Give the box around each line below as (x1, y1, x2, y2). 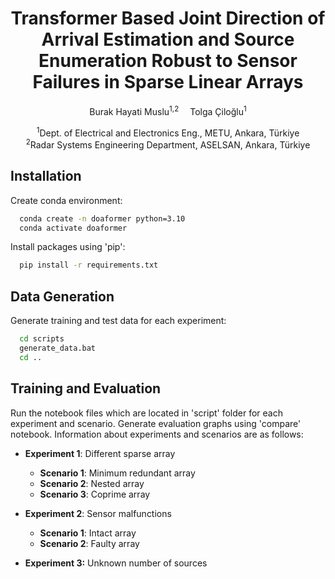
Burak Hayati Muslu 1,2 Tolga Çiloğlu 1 (89, 103, 247, 117)
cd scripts (19, 334, 65, 344)
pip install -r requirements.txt (19, 260, 159, 271)
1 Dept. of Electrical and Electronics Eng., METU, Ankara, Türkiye (36, 125, 300, 139)
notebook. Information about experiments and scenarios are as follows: (10, 428, 304, 440)
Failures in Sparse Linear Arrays (32, 71, 304, 94)
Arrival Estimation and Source (41, 28, 295, 51)
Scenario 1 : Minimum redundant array (39, 467, 196, 479)
